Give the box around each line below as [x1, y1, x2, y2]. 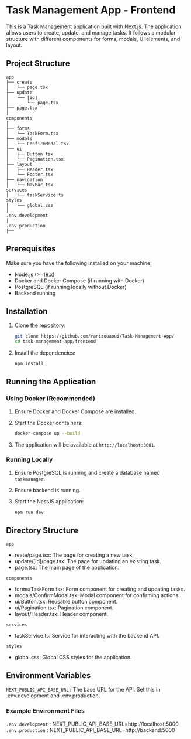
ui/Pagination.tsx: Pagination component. [14, 604, 114, 611]
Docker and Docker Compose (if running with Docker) [14, 277, 145, 284]
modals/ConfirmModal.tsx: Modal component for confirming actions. [14, 591, 180, 598]
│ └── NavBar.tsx [6, 182, 54, 188]
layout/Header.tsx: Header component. [14, 610, 109, 617]
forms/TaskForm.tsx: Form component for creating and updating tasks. [14, 585, 186, 592]
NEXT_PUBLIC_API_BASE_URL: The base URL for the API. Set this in [6, 686, 161, 693]
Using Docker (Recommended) [6, 394, 95, 403]
